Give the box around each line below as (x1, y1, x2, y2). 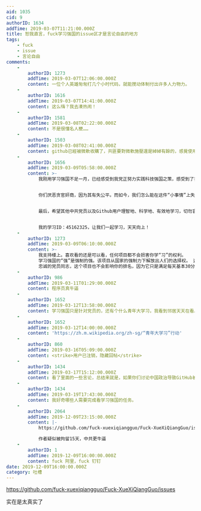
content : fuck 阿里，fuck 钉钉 (28, 458, 101, 464)
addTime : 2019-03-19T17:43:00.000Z (28, 392, 117, 398)
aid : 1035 (6, 8, 31, 15)
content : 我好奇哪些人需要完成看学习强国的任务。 (28, 397, 136, 403)
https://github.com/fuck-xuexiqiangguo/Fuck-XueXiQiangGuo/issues (6, 486, 175, 493)
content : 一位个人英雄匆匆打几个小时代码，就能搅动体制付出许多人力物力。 (28, 82, 190, 88)
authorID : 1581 (28, 115, 66, 121)
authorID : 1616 (28, 92, 66, 98)
